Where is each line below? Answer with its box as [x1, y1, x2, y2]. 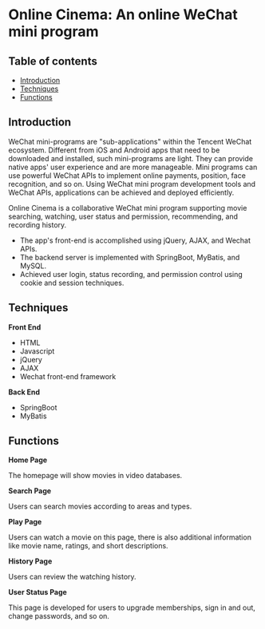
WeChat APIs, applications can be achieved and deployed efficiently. [8, 188, 235, 197]
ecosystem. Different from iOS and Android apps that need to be [8, 145, 220, 155]
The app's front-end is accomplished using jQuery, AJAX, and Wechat [19, 235, 251, 245]
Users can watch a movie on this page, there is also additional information [8, 532, 251, 542]
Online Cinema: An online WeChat [8, 6, 238, 24]
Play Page [8, 517, 42, 527]
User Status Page [8, 587, 68, 597]
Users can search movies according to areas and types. [8, 501, 192, 512]
